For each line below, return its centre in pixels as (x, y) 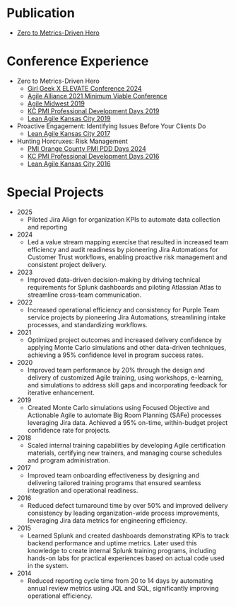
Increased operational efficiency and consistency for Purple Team (123, 310)
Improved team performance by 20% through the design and (116, 370)
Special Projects (55, 192)
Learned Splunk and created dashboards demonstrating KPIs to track (128, 535)
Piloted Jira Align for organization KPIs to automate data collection (124, 219)
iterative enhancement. (61, 392)
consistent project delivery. (67, 264)
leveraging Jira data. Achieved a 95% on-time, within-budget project (127, 422)
